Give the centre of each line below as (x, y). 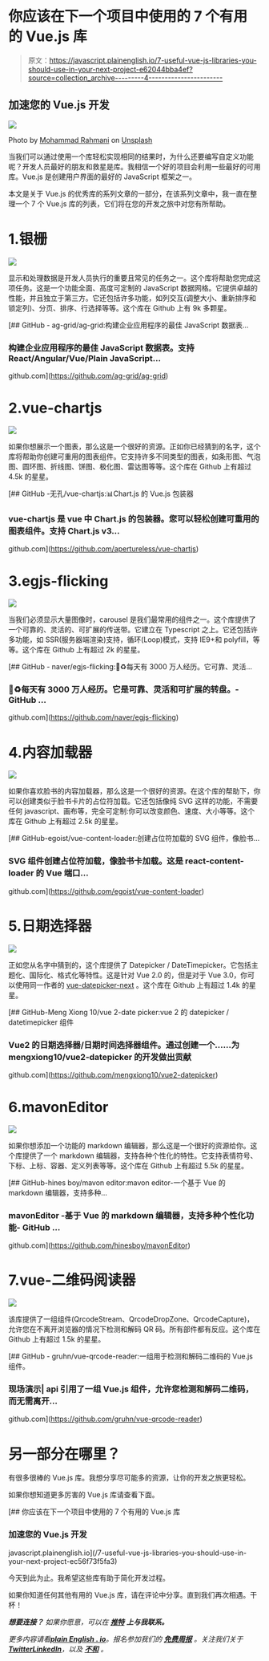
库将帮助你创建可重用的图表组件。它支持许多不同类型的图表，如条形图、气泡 (134, 456)
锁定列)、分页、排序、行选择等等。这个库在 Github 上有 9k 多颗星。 (120, 308)
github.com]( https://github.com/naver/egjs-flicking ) (94, 717)
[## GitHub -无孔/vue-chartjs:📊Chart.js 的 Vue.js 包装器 (101, 493)
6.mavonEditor (58, 1107)
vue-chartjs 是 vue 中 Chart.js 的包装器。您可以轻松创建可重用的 (134, 518)
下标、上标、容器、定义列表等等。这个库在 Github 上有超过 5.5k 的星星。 (128, 1165)
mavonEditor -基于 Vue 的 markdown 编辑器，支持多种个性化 (127, 1215)
